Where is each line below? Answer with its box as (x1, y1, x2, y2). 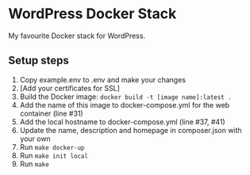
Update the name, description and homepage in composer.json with (19, 125, 242, 135)
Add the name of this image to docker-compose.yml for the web (19, 100, 230, 109)
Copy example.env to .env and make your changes (19, 74, 187, 84)
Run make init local (19, 150, 89, 160)
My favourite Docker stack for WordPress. (8, 31, 145, 40)
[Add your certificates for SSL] (19, 83, 121, 93)
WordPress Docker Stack (8, 5, 177, 23)
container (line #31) (19, 108, 83, 118)
